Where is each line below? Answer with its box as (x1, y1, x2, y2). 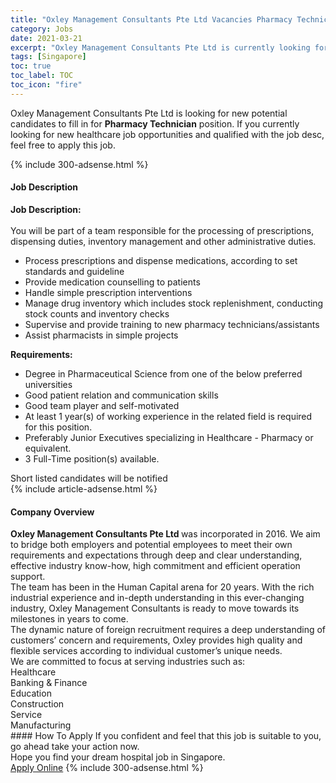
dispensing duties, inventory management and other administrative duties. (10, 235, 317, 247)
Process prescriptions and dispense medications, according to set (24, 254, 298, 266)
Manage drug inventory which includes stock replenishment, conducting (24, 297, 324, 309)
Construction (10, 698, 65, 710)
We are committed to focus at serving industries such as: (10, 656, 246, 668)
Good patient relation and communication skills (24, 389, 219, 401)
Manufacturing (10, 719, 72, 731)
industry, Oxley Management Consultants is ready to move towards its (10, 602, 300, 615)
